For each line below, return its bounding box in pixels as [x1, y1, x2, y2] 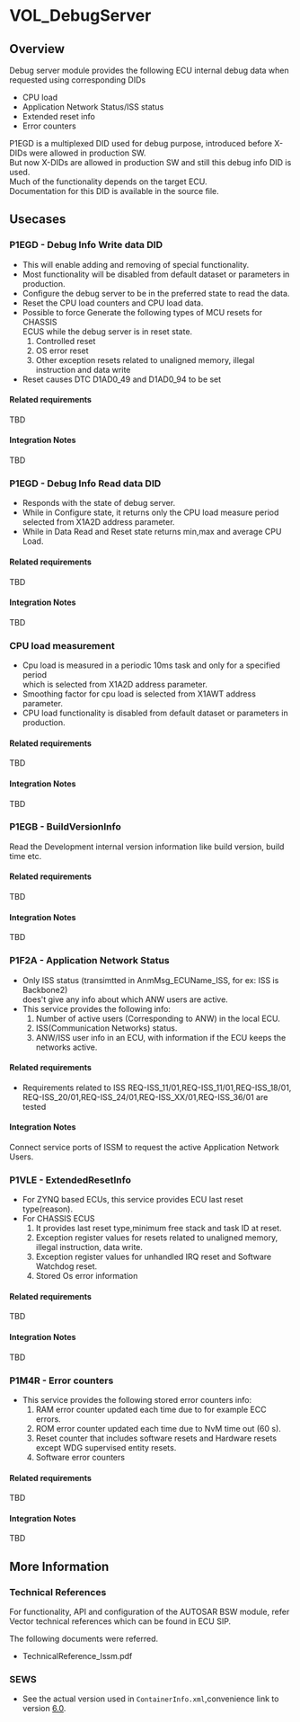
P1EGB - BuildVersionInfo [9, 821, 121, 833]
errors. [35, 1413, 61, 1425]
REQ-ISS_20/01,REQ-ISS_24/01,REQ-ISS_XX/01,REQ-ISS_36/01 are [22, 1091, 269, 1102]
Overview [9, 41, 66, 57]
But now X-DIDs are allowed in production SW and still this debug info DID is [9, 157, 292, 167]
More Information [9, 1558, 110, 1574]
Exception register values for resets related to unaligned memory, [35, 1232, 278, 1243]
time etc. [9, 850, 42, 861]
